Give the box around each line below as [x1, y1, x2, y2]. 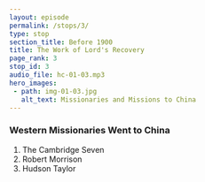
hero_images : [9, 79, 58, 87]
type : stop [9, 29, 50, 38]
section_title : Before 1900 [9, 37, 114, 47]
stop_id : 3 [9, 63, 50, 72]
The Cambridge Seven [21, 144, 105, 155]
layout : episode [9, 12, 69, 22]
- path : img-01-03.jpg [12, 87, 98, 95]
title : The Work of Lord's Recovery [9, 46, 145, 55]
